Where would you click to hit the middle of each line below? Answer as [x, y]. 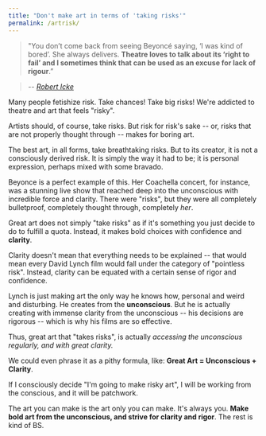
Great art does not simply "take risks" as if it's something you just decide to [132, 223]
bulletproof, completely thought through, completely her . [101, 207]
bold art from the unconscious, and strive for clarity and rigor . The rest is [131, 417]
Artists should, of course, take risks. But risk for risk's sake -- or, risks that [130, 126]
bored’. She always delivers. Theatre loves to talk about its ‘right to [139, 54]
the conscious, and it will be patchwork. [73, 393]
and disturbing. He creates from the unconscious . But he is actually [119, 304]
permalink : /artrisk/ [44, 23]
